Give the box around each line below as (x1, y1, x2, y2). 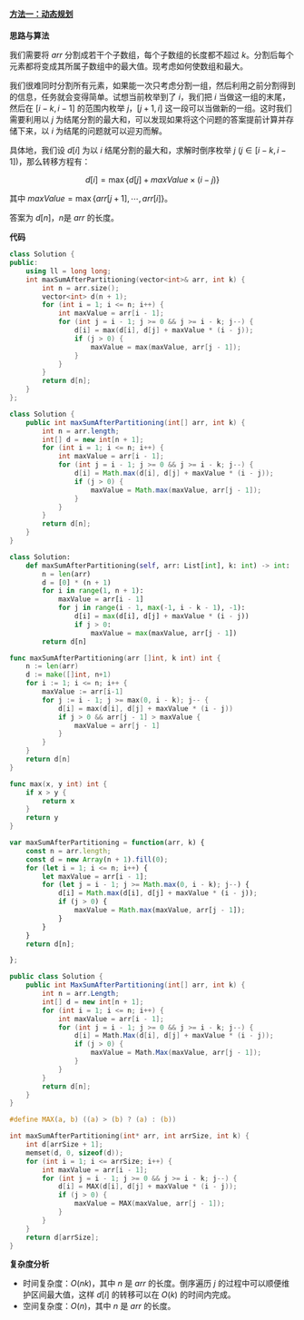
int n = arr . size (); (42, 283, 120, 292)
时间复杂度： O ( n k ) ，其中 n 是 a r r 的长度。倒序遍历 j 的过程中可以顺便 (22, 1278, 282, 1289)
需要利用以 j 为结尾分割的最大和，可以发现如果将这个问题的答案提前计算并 (9, 114, 287, 125)
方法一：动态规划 (9, 8, 74, 19)
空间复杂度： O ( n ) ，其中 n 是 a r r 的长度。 (22, 1301, 176, 1312)
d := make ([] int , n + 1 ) (25, 670, 112, 680)
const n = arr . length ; (25, 846, 112, 855)
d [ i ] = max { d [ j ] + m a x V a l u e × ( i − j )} (84, 174, 221, 185)
